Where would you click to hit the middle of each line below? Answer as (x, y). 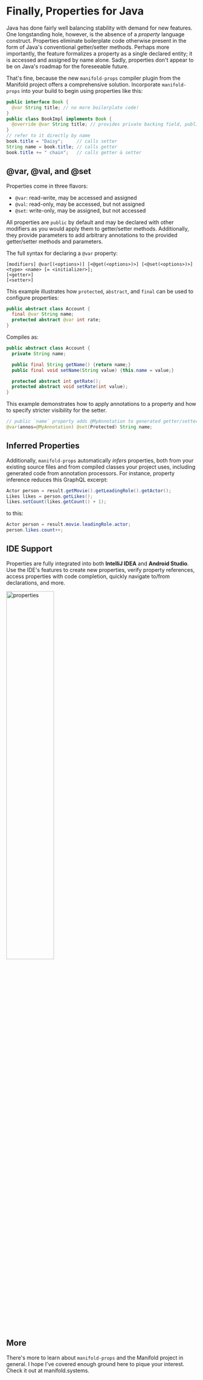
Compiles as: (23, 337)
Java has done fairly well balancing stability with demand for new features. (99, 28)
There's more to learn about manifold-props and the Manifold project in (95, 1358)
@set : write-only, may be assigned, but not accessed (80, 210)
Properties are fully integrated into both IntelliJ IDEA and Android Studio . (98, 563)
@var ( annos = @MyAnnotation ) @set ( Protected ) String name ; (79, 427)
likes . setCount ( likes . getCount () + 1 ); (56, 502)
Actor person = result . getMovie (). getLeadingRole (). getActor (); (89, 490)
